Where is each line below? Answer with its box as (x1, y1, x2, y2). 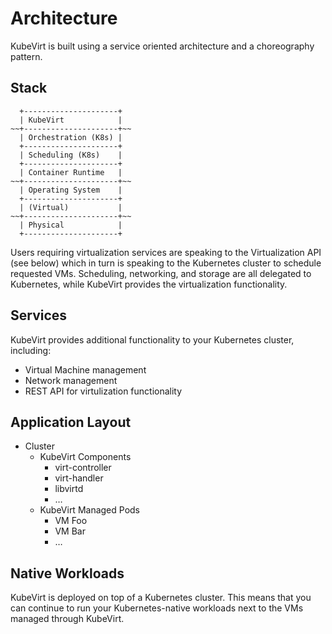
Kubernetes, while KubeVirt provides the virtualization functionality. (10, 278, 288, 290)
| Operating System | (19, 185, 123, 195)
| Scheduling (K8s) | (19, 150, 123, 160)
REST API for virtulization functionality (24, 385, 183, 397)
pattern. (10, 50, 43, 62)
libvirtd (54, 483, 84, 495)
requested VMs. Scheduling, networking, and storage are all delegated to (10, 267, 312, 279)
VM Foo (54, 515, 88, 527)
